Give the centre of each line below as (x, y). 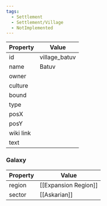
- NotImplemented (32, 28)
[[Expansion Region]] (69, 185)
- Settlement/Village (38, 22)
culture (19, 86)
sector (18, 194)
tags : (13, 11)
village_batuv (58, 57)
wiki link (20, 133)
